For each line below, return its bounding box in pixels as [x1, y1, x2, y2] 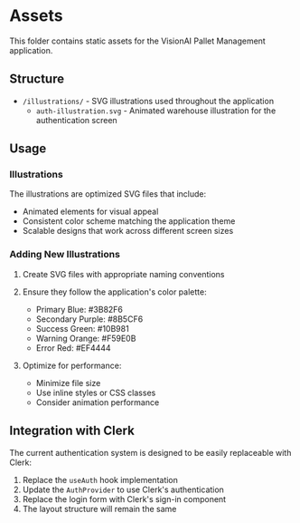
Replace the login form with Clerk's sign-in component [22, 493, 227, 504]
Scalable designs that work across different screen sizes [22, 226, 234, 237]
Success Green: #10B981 [35, 323, 129, 334]
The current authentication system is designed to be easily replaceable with [9, 447, 292, 458]
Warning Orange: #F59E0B [35, 333, 136, 344]
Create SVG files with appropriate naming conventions [22, 268, 225, 279]
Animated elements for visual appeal [22, 206, 159, 218]
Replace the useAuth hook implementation [22, 474, 179, 485]
